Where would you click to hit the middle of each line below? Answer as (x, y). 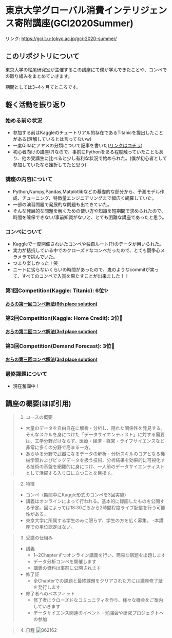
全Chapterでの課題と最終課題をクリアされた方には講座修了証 (98, 581)
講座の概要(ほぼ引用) (38, 404)
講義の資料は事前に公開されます (67, 568)
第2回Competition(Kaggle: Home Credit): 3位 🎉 (64, 318)
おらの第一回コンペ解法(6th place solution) (51, 304)
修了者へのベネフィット (50, 593)
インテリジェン (136, 11)
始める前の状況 (24, 121)
